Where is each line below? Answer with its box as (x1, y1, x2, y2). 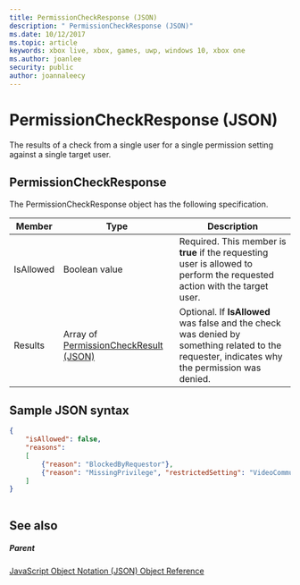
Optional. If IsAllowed (179, 305, 271, 318)
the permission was (179, 361, 262, 374)
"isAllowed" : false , (25, 435, 102, 444)
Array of (62, 327, 98, 340)
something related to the (179, 339, 282, 352)
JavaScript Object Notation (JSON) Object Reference (9, 565, 204, 576)
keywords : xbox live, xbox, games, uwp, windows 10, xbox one (9, 47, 246, 55)
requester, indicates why (179, 350, 283, 362)
